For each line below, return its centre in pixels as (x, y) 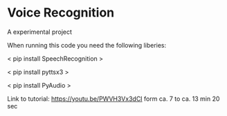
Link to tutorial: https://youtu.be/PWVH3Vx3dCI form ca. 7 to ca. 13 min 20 (113, 99)
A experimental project (40, 32)
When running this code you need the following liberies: (87, 45)
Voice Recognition (61, 13)
